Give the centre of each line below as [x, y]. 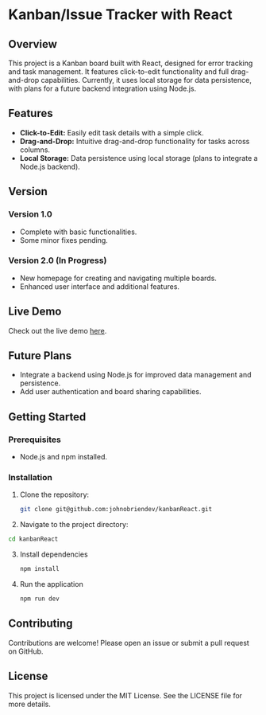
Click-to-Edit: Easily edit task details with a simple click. [112, 132]
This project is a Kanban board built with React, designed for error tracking [131, 63]
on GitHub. [26, 651]
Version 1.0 [31, 214]
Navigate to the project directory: [74, 525]
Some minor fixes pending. [64, 240]
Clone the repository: [54, 494]
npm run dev [39, 599]
